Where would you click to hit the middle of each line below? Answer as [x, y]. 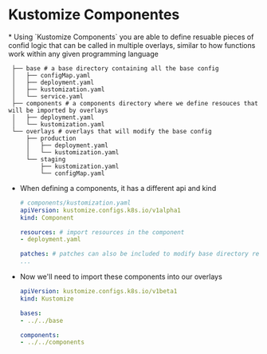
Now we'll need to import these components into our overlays [121, 276]
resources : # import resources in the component [102, 232]
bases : [31, 313]
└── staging [46, 159]
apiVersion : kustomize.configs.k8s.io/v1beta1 [98, 292]
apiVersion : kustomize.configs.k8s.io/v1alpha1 [100, 210]
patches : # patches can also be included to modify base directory [134, 254]
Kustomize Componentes [94, 15]
